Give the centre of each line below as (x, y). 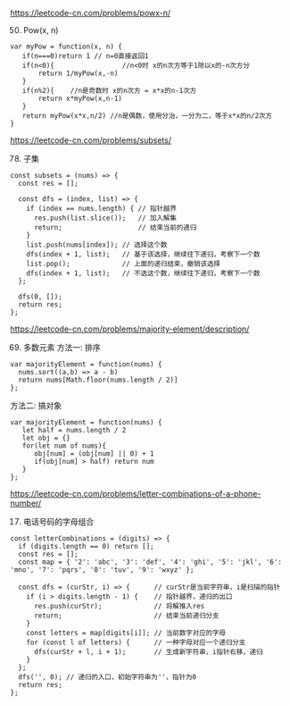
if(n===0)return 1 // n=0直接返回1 (86, 56)
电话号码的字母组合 (58, 521)
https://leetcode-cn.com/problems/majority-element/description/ (130, 329)
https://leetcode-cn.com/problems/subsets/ (91, 140)
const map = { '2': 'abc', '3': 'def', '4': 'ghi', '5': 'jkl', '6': (150, 562)
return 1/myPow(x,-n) (78, 73)
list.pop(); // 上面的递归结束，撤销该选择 (124, 264)
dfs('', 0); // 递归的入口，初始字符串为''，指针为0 (108, 677)
